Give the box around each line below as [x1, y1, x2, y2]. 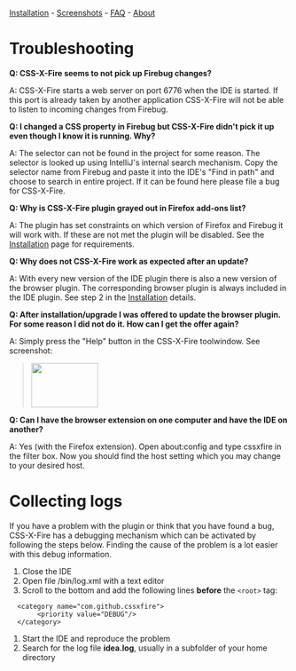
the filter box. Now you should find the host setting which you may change [9, 450, 281, 461]
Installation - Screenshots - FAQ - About [9, 8, 156, 18]
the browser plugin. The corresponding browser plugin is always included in [9, 282, 287, 293]
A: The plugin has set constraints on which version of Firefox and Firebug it [9, 219, 284, 230]
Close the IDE [21, 565, 73, 576]
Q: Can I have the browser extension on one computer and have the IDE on [9, 414, 288, 425]
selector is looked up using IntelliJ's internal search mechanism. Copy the [9, 157, 278, 168]
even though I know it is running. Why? [9, 130, 156, 141]
